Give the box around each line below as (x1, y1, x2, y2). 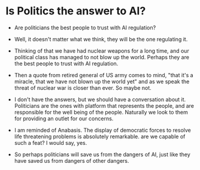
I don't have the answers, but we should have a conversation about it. (14, 96, 186, 103)
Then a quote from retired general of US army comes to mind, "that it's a (14, 71, 193, 78)
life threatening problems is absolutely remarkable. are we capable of (14, 133, 186, 140)
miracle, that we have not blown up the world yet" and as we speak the (14, 78, 190, 85)
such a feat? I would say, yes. (14, 139, 87, 146)
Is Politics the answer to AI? (5, 4, 146, 18)
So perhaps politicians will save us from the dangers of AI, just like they (14, 151, 191, 158)
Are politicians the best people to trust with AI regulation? (14, 24, 156, 31)
